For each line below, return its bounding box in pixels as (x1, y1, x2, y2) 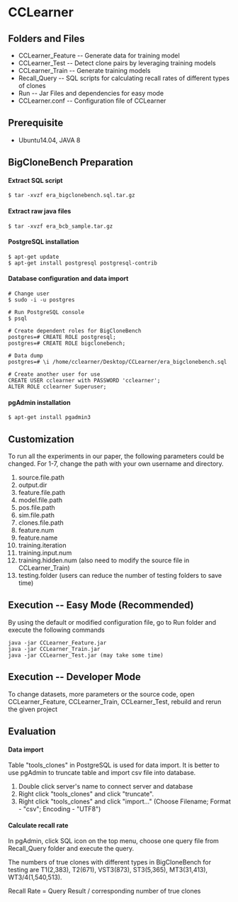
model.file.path (18, 496, 63, 504)
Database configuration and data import (8, 274, 129, 283)
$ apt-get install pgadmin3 (8, 414, 91, 421)
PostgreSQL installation (8, 238, 79, 246)
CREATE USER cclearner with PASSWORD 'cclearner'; (8, 377, 161, 384)
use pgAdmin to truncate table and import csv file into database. (8, 769, 196, 777)
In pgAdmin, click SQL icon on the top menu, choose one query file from (8, 837, 219, 845)
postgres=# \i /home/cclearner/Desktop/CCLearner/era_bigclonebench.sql (8, 359, 227, 366)
